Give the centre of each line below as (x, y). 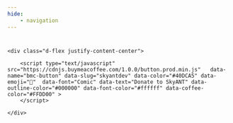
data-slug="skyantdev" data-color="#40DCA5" (131, 76)
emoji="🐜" (22, 82)
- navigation (39, 20)
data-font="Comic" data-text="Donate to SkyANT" (115, 82)
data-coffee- (184, 88)
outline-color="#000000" (44, 88)
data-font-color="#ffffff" (123, 88)
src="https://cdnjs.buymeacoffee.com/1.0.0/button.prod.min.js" (104, 69)
